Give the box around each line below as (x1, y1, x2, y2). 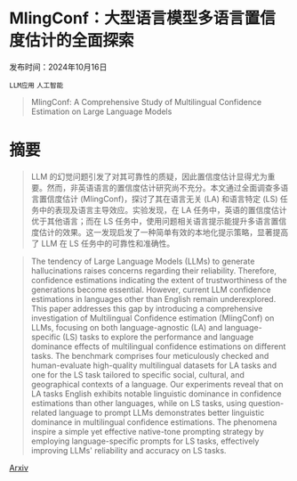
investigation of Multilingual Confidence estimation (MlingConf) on (30, 313, 275, 323)
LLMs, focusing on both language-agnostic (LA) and (30, 322, 223, 332)
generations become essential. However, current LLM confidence (30, 284, 271, 295)
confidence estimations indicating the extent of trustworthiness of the (30, 274, 287, 285)
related (30, 407, 58, 418)
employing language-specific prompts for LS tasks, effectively (30, 436, 260, 446)
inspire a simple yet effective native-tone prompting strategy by (30, 426, 264, 436)
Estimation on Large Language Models (30, 106, 173, 117)
